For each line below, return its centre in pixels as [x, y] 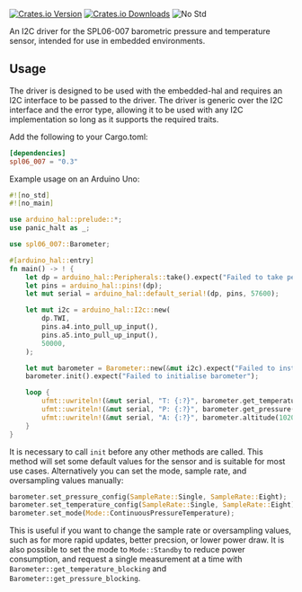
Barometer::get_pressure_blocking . [75, 579]
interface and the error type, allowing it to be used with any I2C [127, 110]
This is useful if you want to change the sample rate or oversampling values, [151, 531]
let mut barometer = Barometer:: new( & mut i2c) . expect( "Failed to [151, 368]
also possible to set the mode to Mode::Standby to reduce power [127, 550]
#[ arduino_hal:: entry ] [52, 261]
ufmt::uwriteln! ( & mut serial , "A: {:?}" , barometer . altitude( [160, 418]
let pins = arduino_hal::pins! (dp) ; [94, 286]
